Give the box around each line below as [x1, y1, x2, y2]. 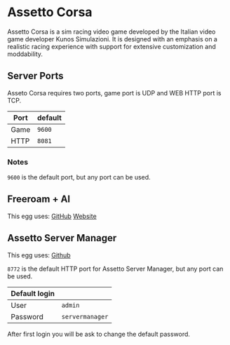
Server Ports [7, 70, 64, 82]
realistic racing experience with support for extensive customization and [7, 42, 216, 50]
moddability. [7, 50, 43, 58]
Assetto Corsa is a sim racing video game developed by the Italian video [7, 27, 216, 36]
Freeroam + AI [7, 194, 71, 205]
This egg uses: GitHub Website [7, 212, 97, 220]
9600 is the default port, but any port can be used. [7, 173, 151, 182]
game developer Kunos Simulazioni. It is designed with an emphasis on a [7, 34, 217, 43]
